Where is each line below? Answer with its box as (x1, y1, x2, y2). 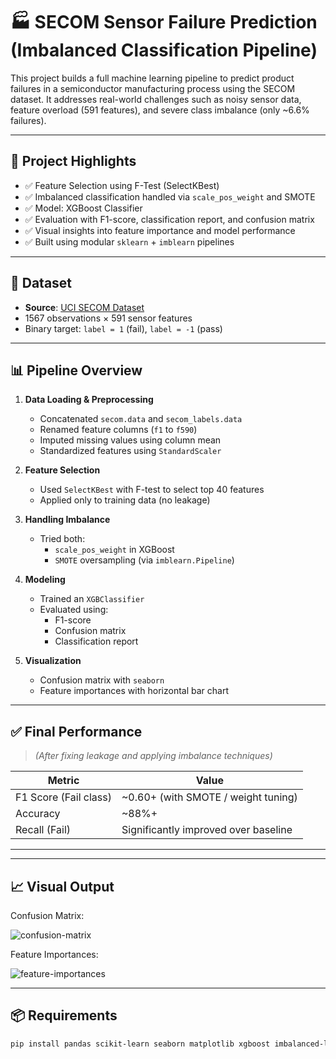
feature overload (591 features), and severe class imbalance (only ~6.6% (10, 104, 310, 116)
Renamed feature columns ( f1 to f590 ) (39, 424, 198, 436)
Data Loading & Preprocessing (24, 394, 154, 406)
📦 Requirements (10, 1007, 118, 1024)
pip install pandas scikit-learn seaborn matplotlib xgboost (10, 1039, 271, 1049)
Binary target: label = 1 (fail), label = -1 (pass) (24, 322, 223, 334)
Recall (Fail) (15, 823, 72, 837)
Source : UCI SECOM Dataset (24, 301, 145, 313)
